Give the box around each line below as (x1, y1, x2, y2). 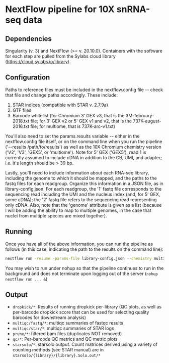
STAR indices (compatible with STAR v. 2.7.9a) (12, 102, 108, 108)
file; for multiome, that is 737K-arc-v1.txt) (30, 123, 116, 129)
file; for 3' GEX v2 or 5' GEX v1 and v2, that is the (30, 118, 132, 124)
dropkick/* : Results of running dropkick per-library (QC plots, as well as (12, 304, 162, 310)
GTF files (12, 107, 32, 113)
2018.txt (12, 118, 30, 124)
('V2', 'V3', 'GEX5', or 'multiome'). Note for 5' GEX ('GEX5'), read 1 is (5, 149, 146, 155)
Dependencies (5, 34, 52, 43)
